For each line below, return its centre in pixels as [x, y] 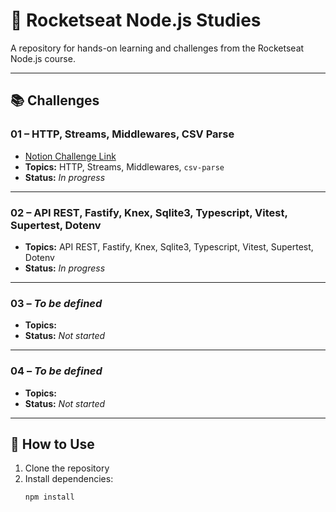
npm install [49, 497]
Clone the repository [67, 468]
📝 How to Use [52, 444]
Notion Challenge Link [70, 156]
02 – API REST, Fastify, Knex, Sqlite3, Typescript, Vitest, [149, 212]
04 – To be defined [56, 371]
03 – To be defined [56, 303]
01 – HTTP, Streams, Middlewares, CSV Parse [122, 134]
